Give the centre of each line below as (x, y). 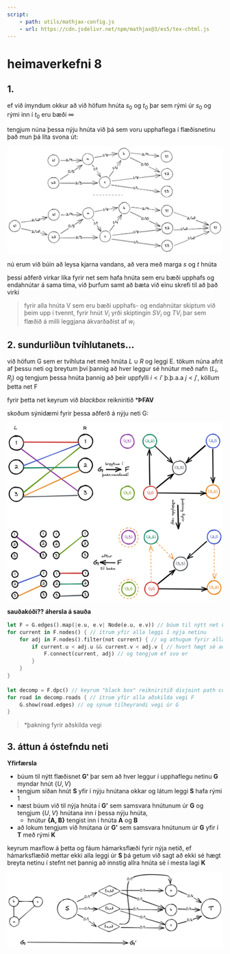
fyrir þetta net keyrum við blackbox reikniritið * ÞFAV (80, 400)
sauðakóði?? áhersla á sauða (49, 611)
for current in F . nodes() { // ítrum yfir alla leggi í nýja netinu (107, 632)
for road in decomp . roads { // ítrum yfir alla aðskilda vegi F (101, 697)
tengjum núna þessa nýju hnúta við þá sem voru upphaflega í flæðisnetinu (111, 129)
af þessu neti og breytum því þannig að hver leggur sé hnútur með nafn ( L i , (113, 369)
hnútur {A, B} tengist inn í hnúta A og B (82, 820)
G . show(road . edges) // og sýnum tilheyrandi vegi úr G (99, 705)
